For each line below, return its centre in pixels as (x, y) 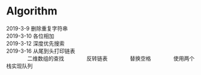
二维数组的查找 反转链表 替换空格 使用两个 (111, 58)
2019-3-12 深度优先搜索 (35, 43)
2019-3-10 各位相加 (30, 36)
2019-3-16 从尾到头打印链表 (41, 51)
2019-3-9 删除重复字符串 (37, 28)
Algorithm (32, 11)
